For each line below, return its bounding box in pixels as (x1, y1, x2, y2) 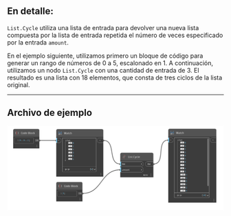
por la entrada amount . (7, 38, 69, 47)
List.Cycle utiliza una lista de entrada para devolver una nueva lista (7, 23, 199, 32)
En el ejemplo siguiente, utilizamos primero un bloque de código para (7, 51, 203, 60)
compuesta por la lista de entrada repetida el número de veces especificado (7, 31, 223, 39)
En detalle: (7, 5, 54, 17)
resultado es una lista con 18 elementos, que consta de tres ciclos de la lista (7, 73, 223, 82)
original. (7, 80, 30, 88)
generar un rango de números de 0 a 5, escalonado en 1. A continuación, (7, 58, 214, 67)
